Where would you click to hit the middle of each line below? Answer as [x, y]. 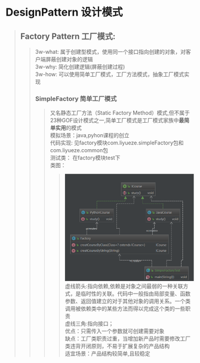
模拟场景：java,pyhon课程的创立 [90, 135]
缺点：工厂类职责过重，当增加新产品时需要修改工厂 [128, 338]
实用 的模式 [68, 128]
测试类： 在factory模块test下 [85, 158]
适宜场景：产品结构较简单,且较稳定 [107, 353]
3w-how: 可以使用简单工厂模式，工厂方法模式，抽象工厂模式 [110, 74]
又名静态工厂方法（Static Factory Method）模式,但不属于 [120, 113]
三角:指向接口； [95, 323]
